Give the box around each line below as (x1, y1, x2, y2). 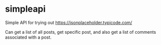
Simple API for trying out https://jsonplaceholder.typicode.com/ (5, 20, 133, 25)
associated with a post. (5, 34, 52, 40)
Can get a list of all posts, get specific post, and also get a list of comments (5, 29, 156, 35)
